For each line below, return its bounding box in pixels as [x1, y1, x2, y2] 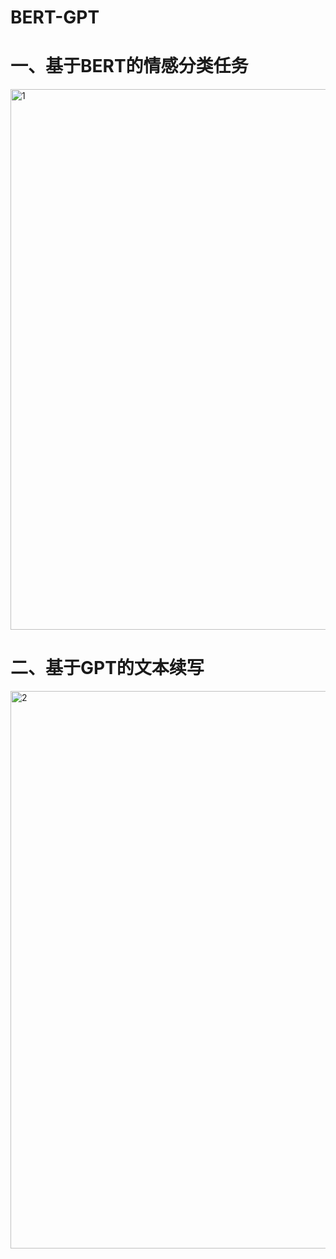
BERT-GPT [10, 6, 100, 29]
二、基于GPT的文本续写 [10, 657, 205, 680]
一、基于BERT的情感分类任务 [10, 55, 249, 78]
